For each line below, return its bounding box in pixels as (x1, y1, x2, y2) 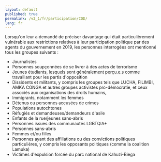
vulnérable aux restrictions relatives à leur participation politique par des (5, 39, 149, 45)
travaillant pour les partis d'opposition (12, 74, 88, 80)
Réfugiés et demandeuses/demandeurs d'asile (12, 110, 105, 116)
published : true (5, 12, 38, 16)
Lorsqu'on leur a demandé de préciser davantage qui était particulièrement (5, 34, 155, 40)
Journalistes (12, 59, 37, 65)
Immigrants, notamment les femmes (12, 95, 84, 101)
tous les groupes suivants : (5, 49, 59, 55)
